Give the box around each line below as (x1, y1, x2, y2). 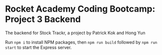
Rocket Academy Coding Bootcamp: (5, 3, 156, 15)
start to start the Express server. (5, 44, 72, 50)
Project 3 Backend (5, 14, 81, 25)
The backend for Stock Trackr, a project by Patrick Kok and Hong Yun (5, 30, 145, 36)
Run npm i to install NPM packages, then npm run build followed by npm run (5, 39, 158, 45)
